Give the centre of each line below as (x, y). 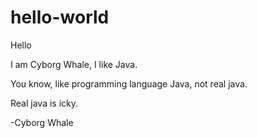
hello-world (60, 17)
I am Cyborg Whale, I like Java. (74, 64)
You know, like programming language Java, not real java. (129, 83)
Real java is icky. (44, 103)
